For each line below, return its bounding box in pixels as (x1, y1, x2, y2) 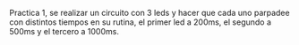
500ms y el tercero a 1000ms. (9, 26, 119, 36)
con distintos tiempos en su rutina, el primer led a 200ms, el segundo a (9, 17, 271, 27)
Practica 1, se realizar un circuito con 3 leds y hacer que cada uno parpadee (9, 8, 290, 18)
